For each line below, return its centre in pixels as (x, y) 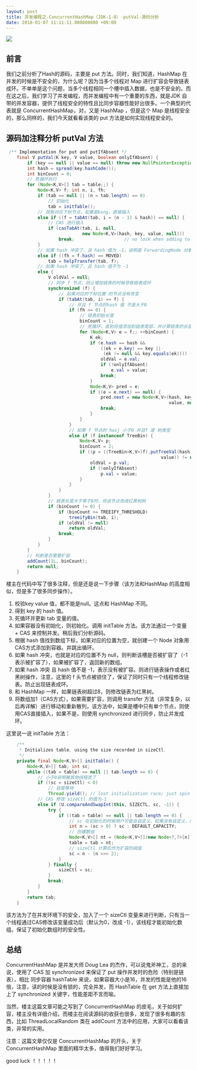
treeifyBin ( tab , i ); (94, 517)
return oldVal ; (88, 529)
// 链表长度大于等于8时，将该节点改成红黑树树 (97, 501)
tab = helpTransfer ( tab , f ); (83, 261)
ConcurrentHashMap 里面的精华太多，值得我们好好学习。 (76, 1048)
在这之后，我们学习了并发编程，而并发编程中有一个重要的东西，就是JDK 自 (97, 96)
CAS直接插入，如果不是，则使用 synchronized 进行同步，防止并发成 (102, 714)
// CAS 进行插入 (66, 223)
